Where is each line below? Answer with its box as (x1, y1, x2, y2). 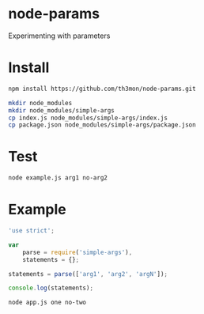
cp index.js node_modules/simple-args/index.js (8, 114, 168, 122)
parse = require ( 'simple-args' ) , (22, 248, 133, 256)
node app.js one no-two (8, 298, 87, 307)
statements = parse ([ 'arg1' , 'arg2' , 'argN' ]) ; (8, 270, 168, 278)
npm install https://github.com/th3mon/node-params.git (8, 85, 196, 93)
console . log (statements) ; (8, 284, 93, 293)
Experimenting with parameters (8, 31, 111, 40)
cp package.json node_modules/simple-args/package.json (8, 121, 196, 129)
